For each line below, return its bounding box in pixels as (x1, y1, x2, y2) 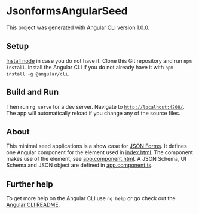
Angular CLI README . (6, 201, 60, 209)
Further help (6, 179, 54, 189)
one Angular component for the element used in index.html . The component (6, 149, 193, 156)
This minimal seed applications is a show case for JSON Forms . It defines (6, 142, 187, 150)
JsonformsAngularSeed (6, 4, 128, 18)
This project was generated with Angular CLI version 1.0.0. (6, 24, 150, 31)
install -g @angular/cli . (6, 70, 70, 77)
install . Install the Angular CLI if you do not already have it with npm (6, 63, 174, 71)
